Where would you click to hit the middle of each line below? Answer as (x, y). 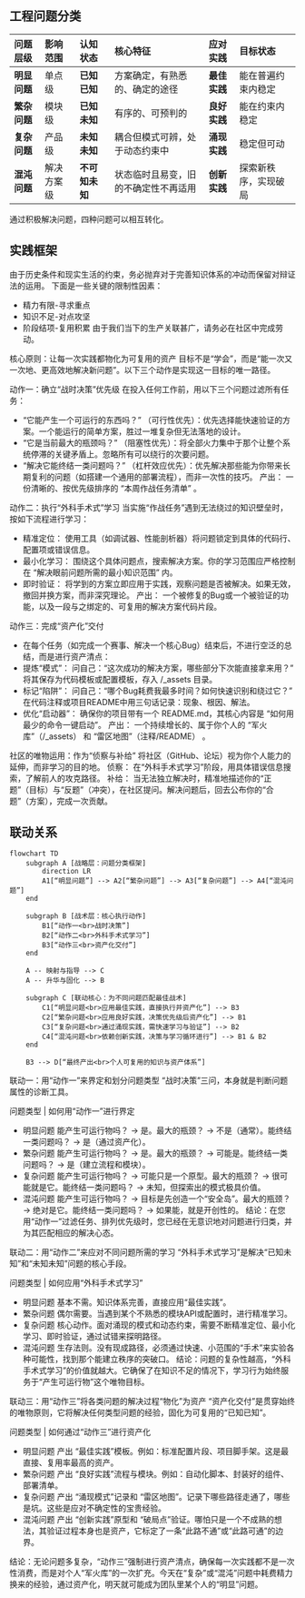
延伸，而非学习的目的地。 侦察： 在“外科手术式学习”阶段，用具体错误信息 (147, 766)
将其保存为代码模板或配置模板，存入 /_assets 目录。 (120, 679)
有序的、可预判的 (151, 113)
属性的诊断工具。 (41, 1092)
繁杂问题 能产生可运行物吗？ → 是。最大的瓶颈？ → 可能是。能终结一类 (155, 1153)
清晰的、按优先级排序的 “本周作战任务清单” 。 (116, 488)
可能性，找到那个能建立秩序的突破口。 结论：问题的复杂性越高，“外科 (161, 1360)
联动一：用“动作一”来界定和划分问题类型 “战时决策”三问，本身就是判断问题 (149, 1080)
